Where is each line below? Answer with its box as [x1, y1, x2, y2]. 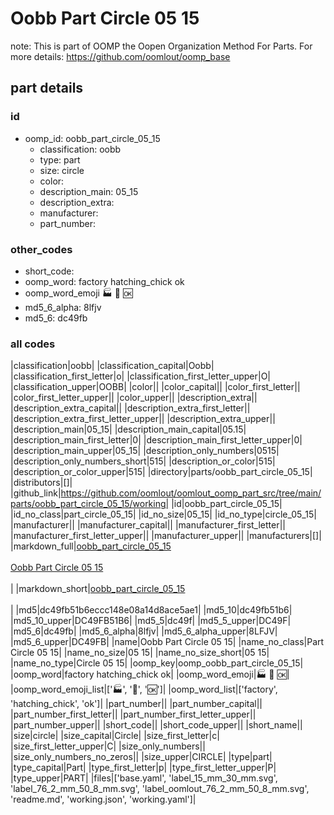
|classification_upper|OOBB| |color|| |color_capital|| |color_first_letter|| [10, 381, 301, 393]
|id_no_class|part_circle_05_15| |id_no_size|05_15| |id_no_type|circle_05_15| [10, 508, 317, 521]
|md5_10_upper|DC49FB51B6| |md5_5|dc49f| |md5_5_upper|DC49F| [10, 615, 292, 627]
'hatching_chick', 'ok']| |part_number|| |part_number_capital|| [10, 698, 263, 710]
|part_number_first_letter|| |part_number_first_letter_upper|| [10, 708, 257, 721]
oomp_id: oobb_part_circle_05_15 [24, 132, 161, 144]
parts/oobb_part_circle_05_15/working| [10, 498, 170, 510]
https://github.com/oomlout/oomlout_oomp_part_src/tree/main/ [60, 487, 322, 499]
